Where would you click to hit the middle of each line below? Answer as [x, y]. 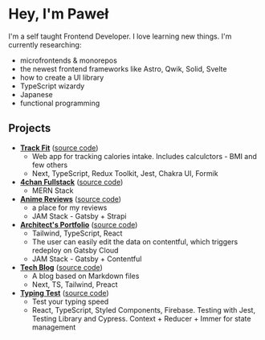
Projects [30, 128]
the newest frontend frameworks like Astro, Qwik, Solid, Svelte [123, 68]
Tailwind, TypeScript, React [77, 233]
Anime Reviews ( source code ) [71, 199]
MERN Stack [53, 190]
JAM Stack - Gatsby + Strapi [79, 216]
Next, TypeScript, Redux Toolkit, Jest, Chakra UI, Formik [125, 173]
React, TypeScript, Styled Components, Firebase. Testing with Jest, [143, 309]
